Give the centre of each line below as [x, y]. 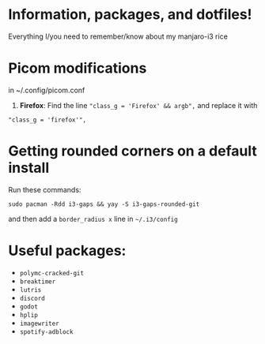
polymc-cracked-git [52, 273]
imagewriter [39, 323]
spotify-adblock [46, 332]
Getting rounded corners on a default [132, 151]
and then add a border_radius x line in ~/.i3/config [93, 219]
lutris [30, 290]
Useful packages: [67, 251]
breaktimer [38, 282]
